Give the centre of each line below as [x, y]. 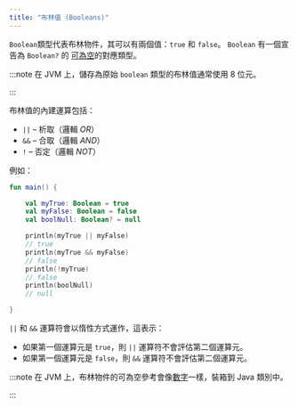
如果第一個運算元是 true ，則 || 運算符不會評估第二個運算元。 [135, 347]
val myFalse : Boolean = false [81, 212]
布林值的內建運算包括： [52, 110]
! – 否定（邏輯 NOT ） [61, 151]
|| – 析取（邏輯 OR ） [60, 129]
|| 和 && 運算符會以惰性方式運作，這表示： [87, 328]
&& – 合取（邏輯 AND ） [63, 140]
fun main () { [33, 187]
